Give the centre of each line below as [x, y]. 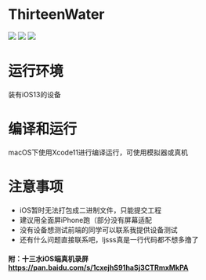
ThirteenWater [56, 15]
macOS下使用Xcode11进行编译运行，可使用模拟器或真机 [98, 152]
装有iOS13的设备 [34, 94]
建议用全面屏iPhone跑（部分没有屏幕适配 [86, 220]
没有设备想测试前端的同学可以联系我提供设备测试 [98, 230]
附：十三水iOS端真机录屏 [48, 259]
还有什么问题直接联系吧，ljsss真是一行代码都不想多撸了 [109, 239]
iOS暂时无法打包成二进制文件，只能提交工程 [90, 210]
